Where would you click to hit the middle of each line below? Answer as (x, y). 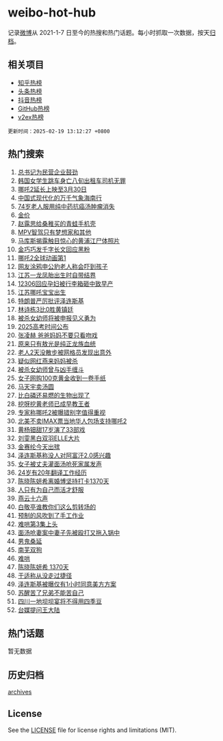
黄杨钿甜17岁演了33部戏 (51, 429)
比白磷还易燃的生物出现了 (54, 395)
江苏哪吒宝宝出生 (42, 292)
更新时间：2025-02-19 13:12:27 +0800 (59, 131)
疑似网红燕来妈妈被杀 (48, 361)
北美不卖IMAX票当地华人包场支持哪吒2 (72, 421)
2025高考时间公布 (43, 326)
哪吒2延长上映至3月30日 (52, 189)
